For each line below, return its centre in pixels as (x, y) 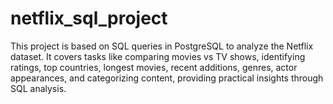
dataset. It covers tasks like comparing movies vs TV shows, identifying (158, 56)
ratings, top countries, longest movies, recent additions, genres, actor (154, 67)
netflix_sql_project (89, 18)
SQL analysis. (38, 88)
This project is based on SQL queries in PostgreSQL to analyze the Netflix (162, 46)
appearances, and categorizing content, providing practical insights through (167, 78)
